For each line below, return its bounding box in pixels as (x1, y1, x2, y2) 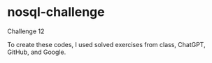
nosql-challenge (7, 4, 105, 20)
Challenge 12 (7, 27, 45, 35)
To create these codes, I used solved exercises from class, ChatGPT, (7, 40, 206, 48)
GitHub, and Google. (7, 48, 66, 56)
